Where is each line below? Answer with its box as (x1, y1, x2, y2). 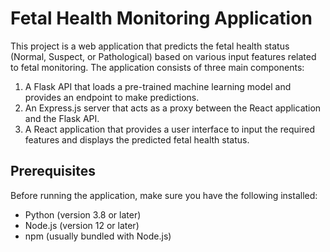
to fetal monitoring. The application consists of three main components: (10, 61, 305, 73)
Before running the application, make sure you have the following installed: (10, 189, 318, 201)
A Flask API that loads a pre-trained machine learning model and (24, 80, 292, 92)
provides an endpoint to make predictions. (24, 91, 200, 103)
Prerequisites (10, 163, 96, 180)
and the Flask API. (24, 112, 100, 124)
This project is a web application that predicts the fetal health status (10, 40, 290, 52)
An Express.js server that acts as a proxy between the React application (24, 102, 322, 114)
